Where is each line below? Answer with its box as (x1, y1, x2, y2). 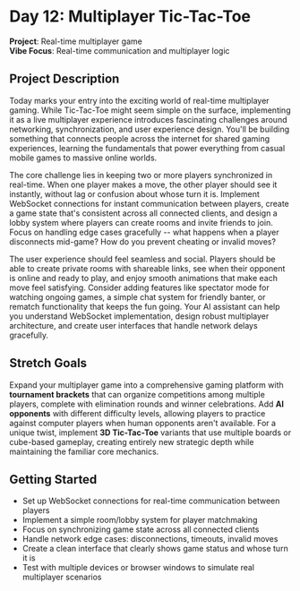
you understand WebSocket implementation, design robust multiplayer (9, 311, 270, 321)
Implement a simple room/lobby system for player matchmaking (21, 515, 258, 526)
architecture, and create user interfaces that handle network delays (9, 320, 258, 330)
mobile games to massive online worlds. (9, 152, 158, 163)
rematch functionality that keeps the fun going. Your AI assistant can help (9, 301, 280, 312)
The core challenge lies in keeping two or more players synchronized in (9, 169, 273, 180)
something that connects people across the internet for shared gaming (9, 133, 270, 144)
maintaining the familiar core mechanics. (9, 446, 159, 457)
